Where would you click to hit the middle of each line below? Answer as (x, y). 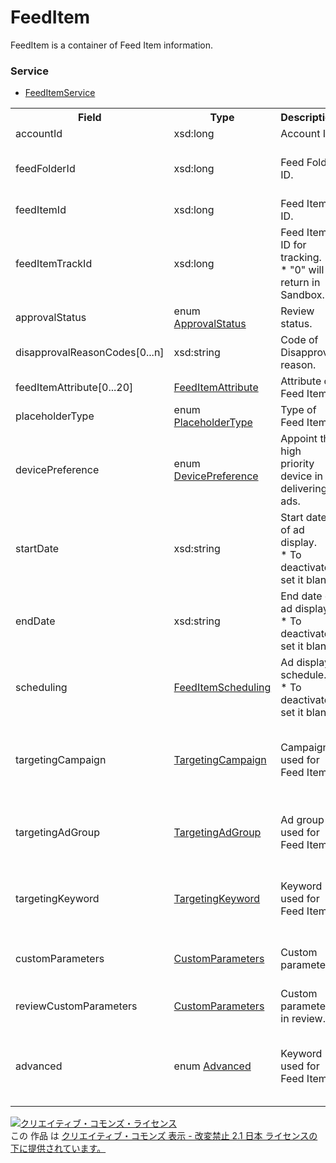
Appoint (299, 439)
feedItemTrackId (54, 264)
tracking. (301, 258)
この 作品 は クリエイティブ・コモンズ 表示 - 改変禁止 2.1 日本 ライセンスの (164, 1136)
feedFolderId (45, 169)
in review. (303, 1019)
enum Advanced (212, 1066)
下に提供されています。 (58, 1148)
